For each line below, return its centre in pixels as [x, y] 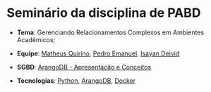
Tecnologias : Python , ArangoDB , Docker [76, 80]
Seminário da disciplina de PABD [104, 13]
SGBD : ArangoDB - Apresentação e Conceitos [84, 67]
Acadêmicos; [36, 39]
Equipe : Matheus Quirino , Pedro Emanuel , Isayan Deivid [98, 53]
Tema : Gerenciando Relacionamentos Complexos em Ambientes [110, 32]
